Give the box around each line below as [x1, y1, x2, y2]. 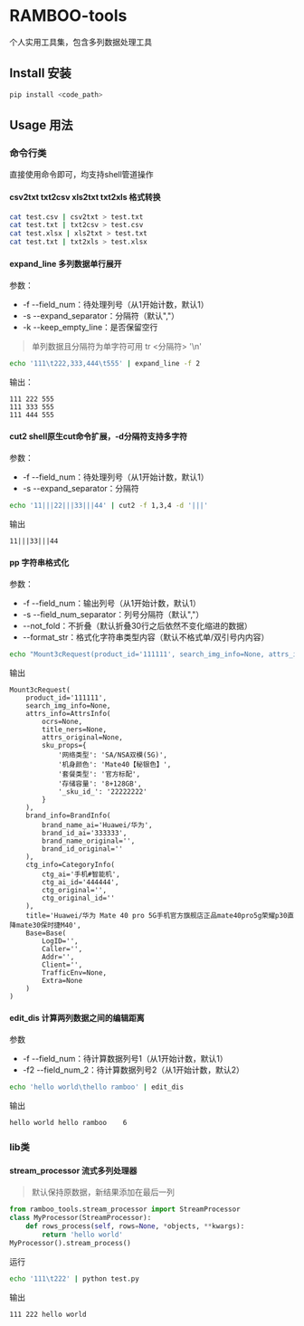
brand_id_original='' [42, 844, 124, 854]
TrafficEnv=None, [42, 968, 107, 978]
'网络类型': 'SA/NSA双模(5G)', [57, 750, 167, 760]
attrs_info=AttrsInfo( [25, 710, 111, 719]
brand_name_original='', [42, 836, 136, 846]
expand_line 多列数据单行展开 [9, 258, 122, 269]
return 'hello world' [42, 1230, 124, 1240]
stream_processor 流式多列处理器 [9, 1165, 138, 1176]
